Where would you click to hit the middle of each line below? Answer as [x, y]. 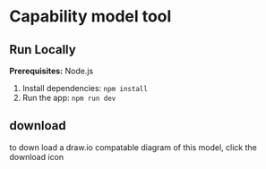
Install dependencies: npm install [85, 88]
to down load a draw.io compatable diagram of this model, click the [133, 147]
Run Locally [43, 50]
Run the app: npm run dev [69, 97]
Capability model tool [90, 17]
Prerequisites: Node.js [51, 71]
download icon [37, 156]
